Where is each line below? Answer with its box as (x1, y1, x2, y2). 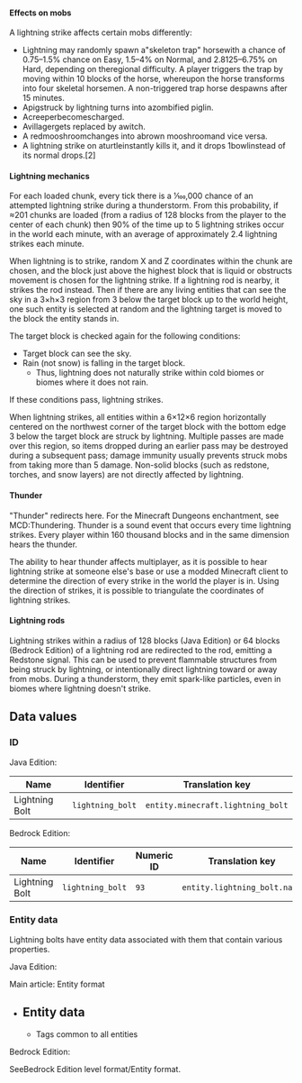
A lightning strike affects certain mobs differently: (9, 27, 192, 38)
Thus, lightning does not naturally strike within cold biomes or (35, 368, 265, 378)
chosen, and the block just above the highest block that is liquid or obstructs (9, 266, 292, 277)
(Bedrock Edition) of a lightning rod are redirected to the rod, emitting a (9, 644, 272, 655)
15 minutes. (22, 93, 65, 104)
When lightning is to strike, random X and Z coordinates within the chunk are (9, 256, 293, 267)
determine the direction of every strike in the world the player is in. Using (9, 575, 280, 586)
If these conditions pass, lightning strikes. (9, 395, 164, 405)
